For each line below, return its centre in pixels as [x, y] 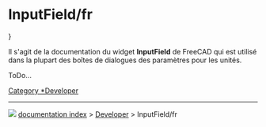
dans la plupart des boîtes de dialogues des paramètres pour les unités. [125, 60]
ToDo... [20, 75]
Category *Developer [44, 90]
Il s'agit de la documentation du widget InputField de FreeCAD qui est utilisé [133, 51]
